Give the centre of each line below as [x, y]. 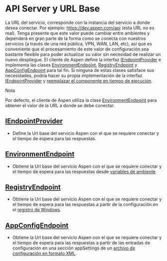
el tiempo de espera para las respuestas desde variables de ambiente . [84, 171]
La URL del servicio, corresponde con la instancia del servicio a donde [78, 22]
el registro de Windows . [37, 210]
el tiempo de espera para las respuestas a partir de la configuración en [85, 205]
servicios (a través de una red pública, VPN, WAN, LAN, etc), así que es [79, 43]
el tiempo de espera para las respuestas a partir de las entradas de [81, 243]
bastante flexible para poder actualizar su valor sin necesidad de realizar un [83, 54]
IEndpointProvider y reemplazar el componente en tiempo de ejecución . [79, 81]
